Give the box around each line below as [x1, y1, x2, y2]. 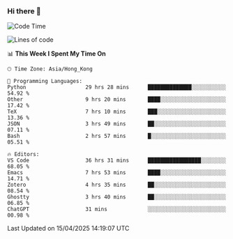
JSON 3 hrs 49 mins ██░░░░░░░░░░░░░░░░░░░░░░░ [7, 121, 227, 128]
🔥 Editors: [7, 151, 40, 158]
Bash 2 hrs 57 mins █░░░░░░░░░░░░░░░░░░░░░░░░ [7, 132, 227, 140]
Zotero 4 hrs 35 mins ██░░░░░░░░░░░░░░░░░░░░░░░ [7, 181, 227, 189]
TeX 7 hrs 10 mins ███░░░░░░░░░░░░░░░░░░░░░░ [7, 108, 227, 116]
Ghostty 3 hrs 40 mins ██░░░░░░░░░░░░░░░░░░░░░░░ [7, 194, 227, 201]
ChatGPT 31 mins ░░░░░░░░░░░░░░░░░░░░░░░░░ [7, 206, 227, 213]
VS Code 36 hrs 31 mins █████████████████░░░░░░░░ [7, 157, 227, 164]
